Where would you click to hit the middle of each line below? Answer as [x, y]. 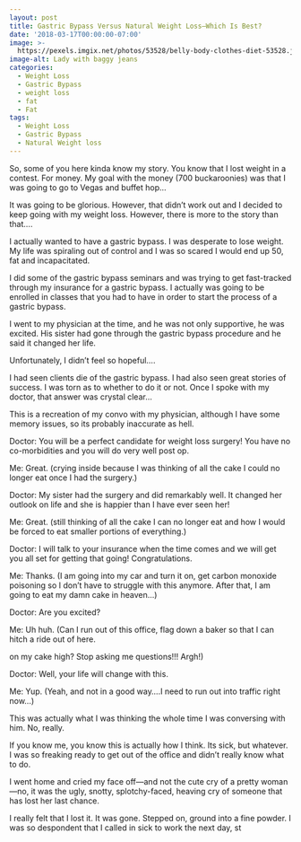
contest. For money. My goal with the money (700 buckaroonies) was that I [148, 178]
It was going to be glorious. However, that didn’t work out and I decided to [146, 205]
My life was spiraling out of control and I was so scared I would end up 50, [146, 250]
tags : [19, 118]
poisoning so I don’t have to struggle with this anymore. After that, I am [140, 585]
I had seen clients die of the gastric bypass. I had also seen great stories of [148, 377]
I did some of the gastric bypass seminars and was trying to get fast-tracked [150, 277]
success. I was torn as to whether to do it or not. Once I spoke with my [140, 387]
